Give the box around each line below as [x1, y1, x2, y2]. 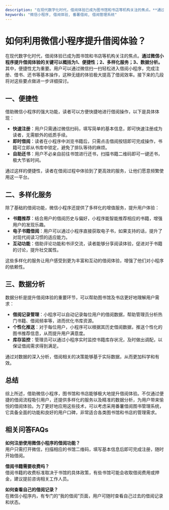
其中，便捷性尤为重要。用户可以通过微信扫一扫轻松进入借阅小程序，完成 [5, 66, 155, 72]
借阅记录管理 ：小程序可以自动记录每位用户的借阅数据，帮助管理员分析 [12, 311, 158, 317]
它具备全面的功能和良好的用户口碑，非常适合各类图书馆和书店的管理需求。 [5, 409, 159, 415]
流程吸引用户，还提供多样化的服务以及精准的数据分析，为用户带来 [22, 397, 159, 403]
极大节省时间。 [12, 157, 44, 163]
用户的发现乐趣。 [12, 222, 48, 228]
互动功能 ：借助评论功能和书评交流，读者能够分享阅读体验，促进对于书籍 [12, 240, 162, 247]
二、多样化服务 [5, 190, 52, 199]
